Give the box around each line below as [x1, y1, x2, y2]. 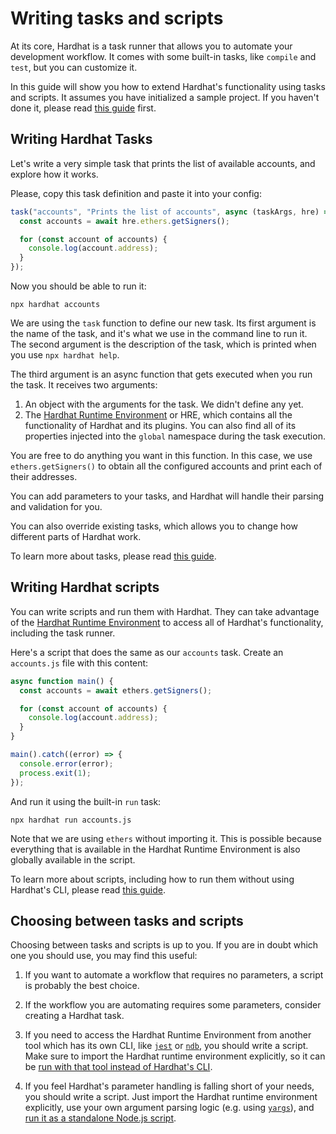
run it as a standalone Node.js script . [24, 1112, 177, 1124]
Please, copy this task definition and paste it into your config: [10, 187, 262, 199]
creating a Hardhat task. [24, 1010, 125, 1022]
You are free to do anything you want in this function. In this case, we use [10, 450, 313, 461]
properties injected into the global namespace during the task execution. [24, 430, 326, 442]
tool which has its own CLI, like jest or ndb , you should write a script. [24, 1040, 309, 1052]
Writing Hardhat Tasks [10, 131, 153, 148]
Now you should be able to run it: [10, 280, 147, 292]
